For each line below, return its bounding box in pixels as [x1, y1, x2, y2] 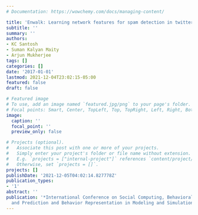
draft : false [6, 85, 38, 92]
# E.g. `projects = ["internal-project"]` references [6, 156, 146, 162]
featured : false [6, 80, 46, 86]
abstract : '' [6, 189, 38, 195]
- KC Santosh [6, 41, 38, 47]
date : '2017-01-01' [6, 69, 54, 74]
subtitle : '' [6, 25, 38, 31]
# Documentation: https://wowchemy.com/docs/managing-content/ [6, 8, 165, 15]
